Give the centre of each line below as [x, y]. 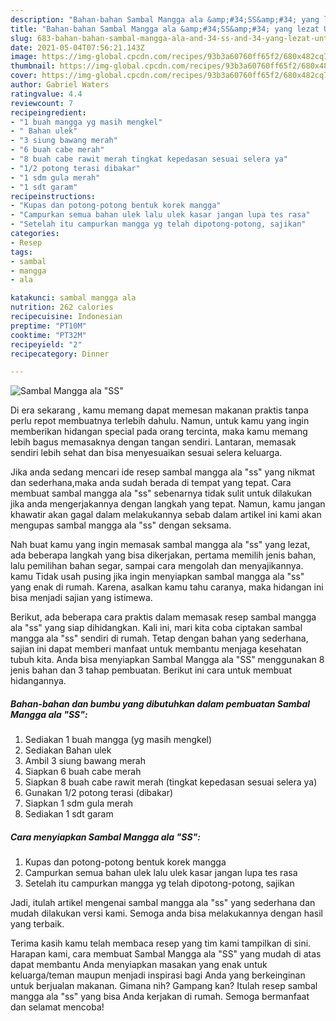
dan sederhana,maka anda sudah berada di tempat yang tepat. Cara [151, 483]
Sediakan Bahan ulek [68, 750]
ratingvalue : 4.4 [46, 94]
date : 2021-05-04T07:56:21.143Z [77, 47]
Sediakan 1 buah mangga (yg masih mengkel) [118, 740]
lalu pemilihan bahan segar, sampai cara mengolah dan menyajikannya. [157, 566]
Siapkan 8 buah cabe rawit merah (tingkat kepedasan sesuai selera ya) [171, 782]
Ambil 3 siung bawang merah [85, 761]
